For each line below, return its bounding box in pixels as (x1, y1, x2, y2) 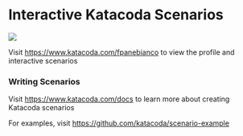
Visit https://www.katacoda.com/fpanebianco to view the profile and (8, 47, 235, 57)
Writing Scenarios (8, 76, 80, 87)
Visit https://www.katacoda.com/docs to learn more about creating (8, 94, 230, 104)
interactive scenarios (8, 56, 78, 65)
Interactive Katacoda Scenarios (8, 6, 224, 24)
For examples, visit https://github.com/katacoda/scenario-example (8, 118, 229, 128)
